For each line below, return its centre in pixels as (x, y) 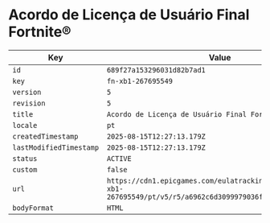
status (25, 158)
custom (25, 169)
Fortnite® (40, 32)
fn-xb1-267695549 (139, 81)
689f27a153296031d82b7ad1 (156, 70)
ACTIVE (119, 158)
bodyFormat (33, 208)
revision (29, 103)
